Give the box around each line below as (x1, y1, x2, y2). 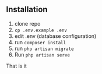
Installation (6, 5, 48, 15)
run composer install (14, 38, 66, 45)
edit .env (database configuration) (14, 32, 97, 40)
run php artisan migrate (14, 45, 74, 52)
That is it (6, 62, 27, 69)
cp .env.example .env (14, 27, 67, 33)
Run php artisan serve (14, 51, 70, 58)
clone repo (14, 20, 41, 27)
